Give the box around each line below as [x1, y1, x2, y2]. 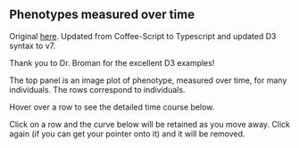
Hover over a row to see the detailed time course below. [9, 102, 215, 112]
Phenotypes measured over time [9, 7, 195, 22]
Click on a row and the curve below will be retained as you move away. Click [9, 119, 290, 129]
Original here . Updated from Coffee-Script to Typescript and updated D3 [9, 30, 277, 41]
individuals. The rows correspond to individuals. [9, 84, 186, 95]
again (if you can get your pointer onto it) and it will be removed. [9, 128, 245, 139]
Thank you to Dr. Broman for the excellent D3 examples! [9, 57, 215, 68]
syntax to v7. [9, 40, 56, 51]
